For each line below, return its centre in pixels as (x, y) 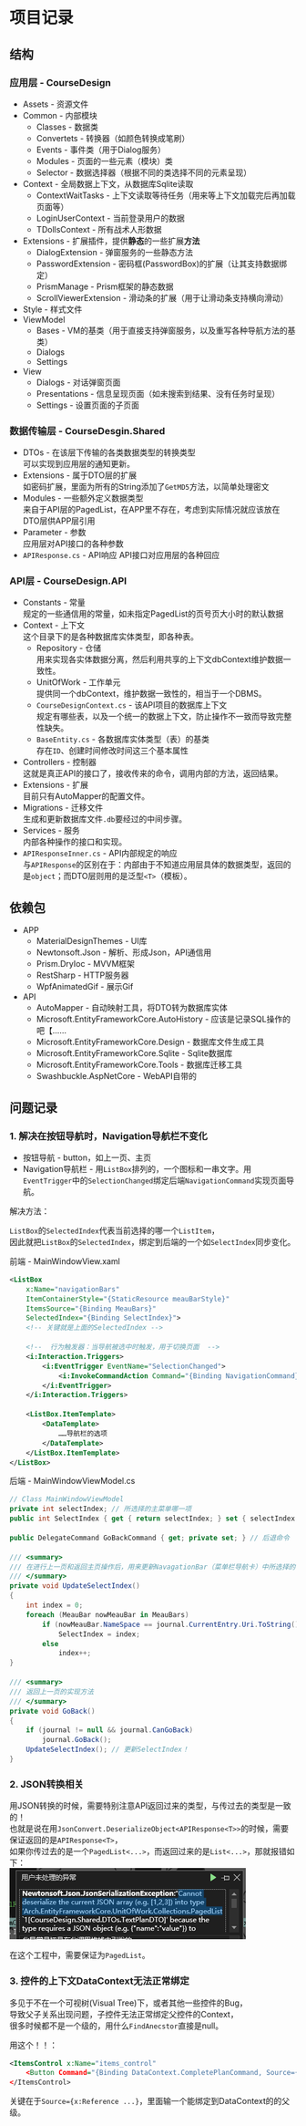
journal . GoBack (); (77, 1740)
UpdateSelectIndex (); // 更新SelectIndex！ (107, 1750)
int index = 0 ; (55, 1605)
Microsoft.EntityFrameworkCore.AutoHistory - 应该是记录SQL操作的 (163, 1019)
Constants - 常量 (54, 603)
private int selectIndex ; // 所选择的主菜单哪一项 (101, 1509)
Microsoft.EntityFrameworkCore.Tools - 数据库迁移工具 (139, 1065)
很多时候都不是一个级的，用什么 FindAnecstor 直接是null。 (117, 2026)
